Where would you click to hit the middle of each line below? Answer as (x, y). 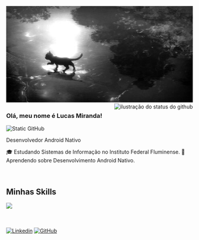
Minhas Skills (31, 192)
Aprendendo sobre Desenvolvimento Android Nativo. (70, 161)
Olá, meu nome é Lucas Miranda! (54, 116)
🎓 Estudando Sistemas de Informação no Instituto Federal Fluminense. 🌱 (96, 152)
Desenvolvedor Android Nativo (44, 140)
